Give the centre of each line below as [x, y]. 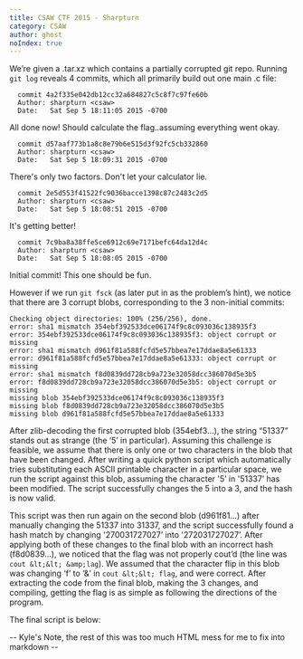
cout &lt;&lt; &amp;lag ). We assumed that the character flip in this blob [145, 564]
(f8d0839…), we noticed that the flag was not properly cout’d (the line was [148, 554]
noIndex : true [36, 43]
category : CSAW [38, 26]
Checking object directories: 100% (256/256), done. [111, 319]
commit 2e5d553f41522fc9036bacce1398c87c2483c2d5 [113, 194]
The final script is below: [55, 620]
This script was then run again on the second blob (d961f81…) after [134, 516]
